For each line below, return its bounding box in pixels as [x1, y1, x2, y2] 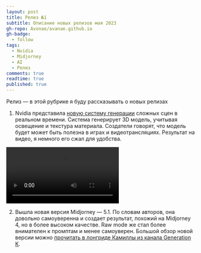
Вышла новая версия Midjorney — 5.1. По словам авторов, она [14, 209, 175, 215]
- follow [11, 37, 34, 43]
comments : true [6, 70, 44, 76]
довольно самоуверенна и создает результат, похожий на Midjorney [14, 215, 191, 222]
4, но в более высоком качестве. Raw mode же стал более [14, 221, 166, 228]
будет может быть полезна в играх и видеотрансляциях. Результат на [14, 129, 195, 136]
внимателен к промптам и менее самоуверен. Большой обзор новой [14, 228, 193, 234]
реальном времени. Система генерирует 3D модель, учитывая [14, 116, 178, 123]
